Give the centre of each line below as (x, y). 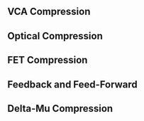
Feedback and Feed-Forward (72, 84)
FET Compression (48, 60)
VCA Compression (49, 12)
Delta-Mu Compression (60, 109)
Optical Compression (55, 36)
